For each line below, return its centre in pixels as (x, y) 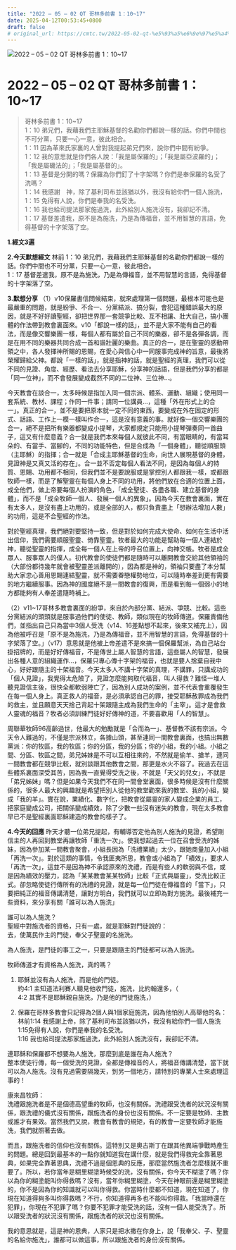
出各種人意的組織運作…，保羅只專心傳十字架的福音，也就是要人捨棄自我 (112, 661)
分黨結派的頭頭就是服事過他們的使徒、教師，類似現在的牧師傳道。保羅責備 (115, 617)
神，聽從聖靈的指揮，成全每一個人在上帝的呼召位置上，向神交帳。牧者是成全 (118, 549)
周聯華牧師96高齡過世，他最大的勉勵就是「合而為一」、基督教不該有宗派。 (114, 729)
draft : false (26, 27)
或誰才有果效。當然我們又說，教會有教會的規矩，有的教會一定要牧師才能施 (115, 1122)
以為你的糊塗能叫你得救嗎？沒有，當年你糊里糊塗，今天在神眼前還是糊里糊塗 (118, 1181)
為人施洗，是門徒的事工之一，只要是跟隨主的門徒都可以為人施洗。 (103, 950)
